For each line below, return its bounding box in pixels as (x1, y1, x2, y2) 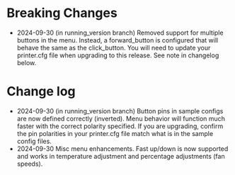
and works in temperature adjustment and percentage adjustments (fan (16, 152, 225, 160)
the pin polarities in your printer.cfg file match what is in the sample (16, 129, 214, 137)
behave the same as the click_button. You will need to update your (16, 43, 211, 52)
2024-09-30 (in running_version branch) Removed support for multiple (16, 28, 224, 37)
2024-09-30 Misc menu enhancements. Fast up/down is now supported (16, 144, 229, 153)
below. (16, 58, 37, 67)
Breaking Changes (6, 5, 117, 21)
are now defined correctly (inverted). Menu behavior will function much (16, 114, 226, 123)
